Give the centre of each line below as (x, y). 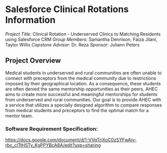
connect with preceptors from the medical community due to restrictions (81, 78)
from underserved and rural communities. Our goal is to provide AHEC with (83, 99)
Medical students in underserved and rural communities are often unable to (83, 73)
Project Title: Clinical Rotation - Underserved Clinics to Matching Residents (83, 34)
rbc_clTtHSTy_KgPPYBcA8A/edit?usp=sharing (53, 145)
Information (30, 20)
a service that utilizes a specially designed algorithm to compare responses (84, 105)
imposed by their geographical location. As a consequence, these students (83, 83)
